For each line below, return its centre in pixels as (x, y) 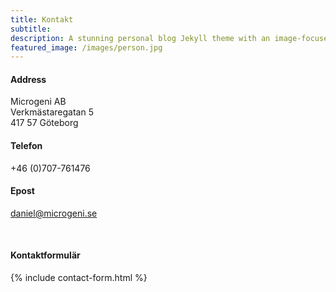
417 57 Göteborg (44, 123)
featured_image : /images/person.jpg (86, 47)
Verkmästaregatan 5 (52, 112)
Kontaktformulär (45, 255)
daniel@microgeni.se (54, 213)
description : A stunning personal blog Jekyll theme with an (140, 38)
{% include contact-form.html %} (79, 278)
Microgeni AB (38, 102)
